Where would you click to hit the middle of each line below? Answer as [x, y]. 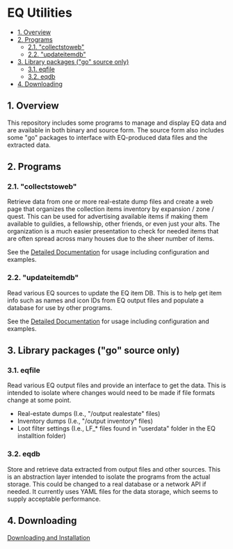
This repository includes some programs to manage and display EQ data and [117, 123]
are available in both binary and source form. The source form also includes [116, 130]
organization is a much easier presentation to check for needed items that [113, 231]
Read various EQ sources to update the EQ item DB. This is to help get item [115, 293]
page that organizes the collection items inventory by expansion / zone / [111, 209]
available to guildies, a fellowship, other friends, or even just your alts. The [114, 224]
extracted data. [29, 145]
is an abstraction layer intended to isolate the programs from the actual [109, 477]
